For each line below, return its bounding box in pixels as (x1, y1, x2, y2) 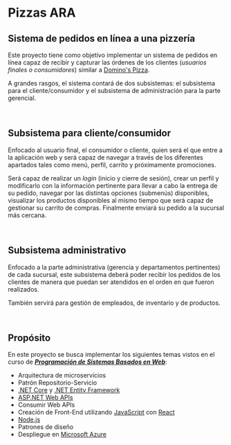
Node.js (17, 415, 41, 424)
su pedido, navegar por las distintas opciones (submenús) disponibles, (8, 189, 210, 197)
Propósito (8, 332, 51, 344)
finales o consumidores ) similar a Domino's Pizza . (8, 66, 150, 74)
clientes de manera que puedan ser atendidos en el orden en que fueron (8, 278, 214, 286)
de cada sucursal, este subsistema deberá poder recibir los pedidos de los (8, 270, 221, 278)
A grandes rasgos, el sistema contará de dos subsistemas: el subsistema (8, 79, 216, 87)
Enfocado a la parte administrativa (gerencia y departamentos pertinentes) (8, 262, 221, 271)
